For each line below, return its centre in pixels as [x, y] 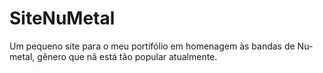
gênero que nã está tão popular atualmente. [127, 56]
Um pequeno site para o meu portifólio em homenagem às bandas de [152, 46]
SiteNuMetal [62, 18]
